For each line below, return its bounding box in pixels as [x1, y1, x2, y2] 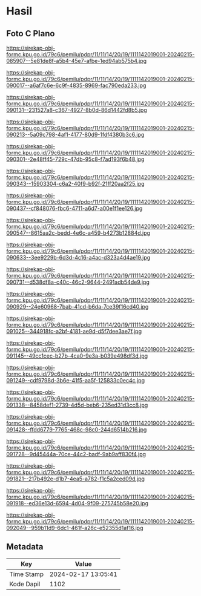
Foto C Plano [6, 28, 55, 39]
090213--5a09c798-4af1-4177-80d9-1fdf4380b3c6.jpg [6, 131, 145, 138]
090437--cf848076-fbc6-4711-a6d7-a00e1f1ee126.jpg [6, 205, 143, 212]
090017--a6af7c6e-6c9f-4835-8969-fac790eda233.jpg [6, 82, 147, 89]
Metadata [6, 542, 44, 552]
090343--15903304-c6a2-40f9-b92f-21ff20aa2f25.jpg [6, 180, 145, 187]
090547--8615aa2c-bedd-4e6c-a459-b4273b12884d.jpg [6, 229, 150, 237]
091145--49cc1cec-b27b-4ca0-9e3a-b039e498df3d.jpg [6, 352, 148, 359]
